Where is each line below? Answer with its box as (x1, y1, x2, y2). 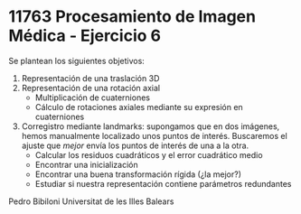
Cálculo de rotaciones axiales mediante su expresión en (34, 101, 243, 112)
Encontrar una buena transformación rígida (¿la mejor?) (34, 169, 241, 180)
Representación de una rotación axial (21, 82, 160, 93)
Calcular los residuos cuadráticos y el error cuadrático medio (34, 149, 263, 160)
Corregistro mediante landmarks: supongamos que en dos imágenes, (21, 120, 280, 132)
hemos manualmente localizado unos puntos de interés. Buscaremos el (21, 130, 288, 141)
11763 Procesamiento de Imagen (8, 6, 257, 27)
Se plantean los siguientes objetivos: (8, 55, 146, 66)
